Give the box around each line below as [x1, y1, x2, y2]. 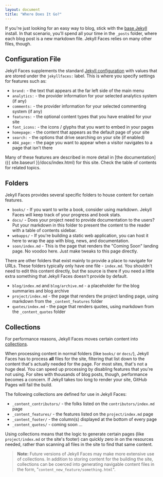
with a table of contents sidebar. [12, 227, 77, 233]
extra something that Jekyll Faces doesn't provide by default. [5, 273, 128, 279]
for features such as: [5, 78, 47, 84]
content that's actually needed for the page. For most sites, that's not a [5, 361, 147, 367]
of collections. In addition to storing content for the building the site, [17, 456, 153, 462]
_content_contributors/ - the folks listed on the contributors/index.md [12, 401, 155, 407]
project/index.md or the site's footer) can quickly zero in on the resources [5, 436, 154, 442]
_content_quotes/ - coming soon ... [12, 421, 83, 427]
